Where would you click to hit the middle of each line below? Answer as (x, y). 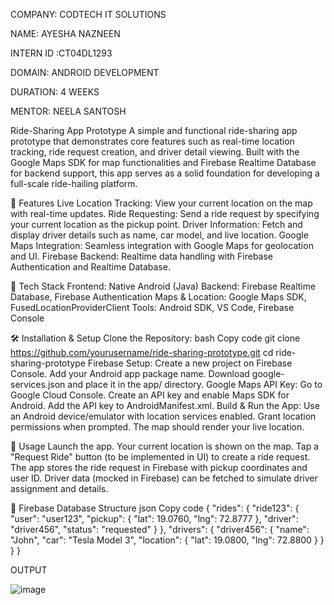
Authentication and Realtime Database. (90, 267)
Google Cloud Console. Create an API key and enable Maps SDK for (150, 395)
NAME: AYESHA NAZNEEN (65, 33)
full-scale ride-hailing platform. (74, 183)
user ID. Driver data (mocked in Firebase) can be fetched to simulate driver (164, 478)
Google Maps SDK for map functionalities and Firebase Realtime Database (163, 162)
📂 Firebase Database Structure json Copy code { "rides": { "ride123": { (155, 508)
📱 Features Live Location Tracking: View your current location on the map (161, 203)
